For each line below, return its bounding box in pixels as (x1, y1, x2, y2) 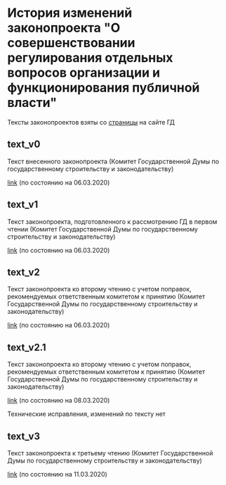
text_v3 (7, 430, 41, 442)
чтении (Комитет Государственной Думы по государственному (7, 225, 199, 233)
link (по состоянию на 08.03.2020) (7, 396, 110, 405)
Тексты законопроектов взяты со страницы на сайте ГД (7, 118, 175, 126)
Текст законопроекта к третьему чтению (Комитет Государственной (7, 449, 213, 457)
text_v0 (7, 139, 41, 151)
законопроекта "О (7, 20, 121, 36)
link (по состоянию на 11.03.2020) (7, 470, 107, 478)
